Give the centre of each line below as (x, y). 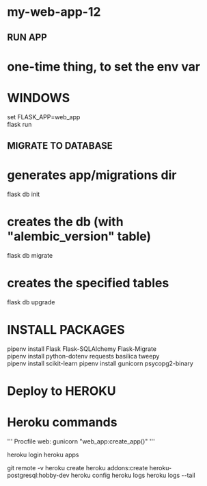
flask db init (24, 194)
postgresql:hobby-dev (38, 475)
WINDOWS (39, 98)
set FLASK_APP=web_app (44, 117)
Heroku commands (62, 423)
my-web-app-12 (54, 12)
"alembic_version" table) (79, 236)
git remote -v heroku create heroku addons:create (78, 467)
